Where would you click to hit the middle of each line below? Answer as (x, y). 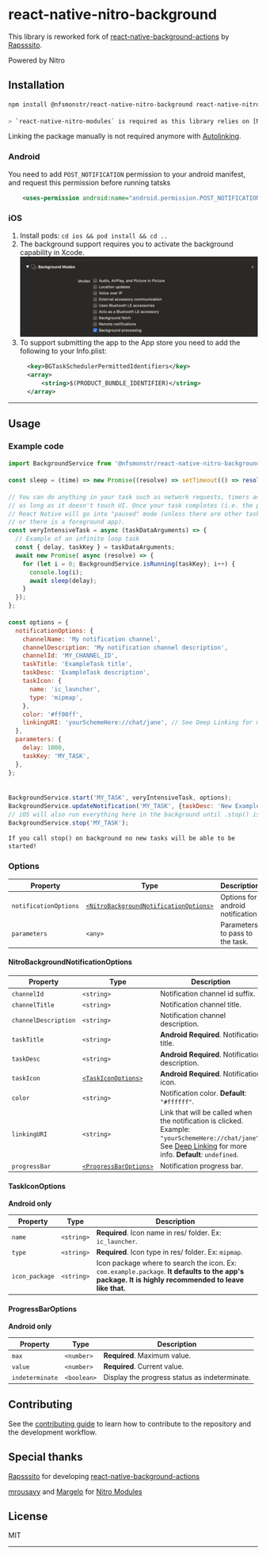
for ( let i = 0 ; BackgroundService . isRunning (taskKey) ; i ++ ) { (129, 564)
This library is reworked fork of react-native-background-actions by (119, 36)
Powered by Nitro (37, 60)
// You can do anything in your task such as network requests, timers (129, 497)
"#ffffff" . (177, 1102)
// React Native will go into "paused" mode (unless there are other (125, 514)
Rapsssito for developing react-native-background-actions (104, 1476)
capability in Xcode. (52, 252)
